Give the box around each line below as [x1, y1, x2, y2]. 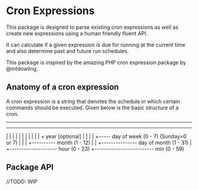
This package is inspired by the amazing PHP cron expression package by [6, 59, 187, 66]
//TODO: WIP [6, 178, 38, 185]
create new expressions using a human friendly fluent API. [6, 29, 148, 36]
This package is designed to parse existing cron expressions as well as [6, 24, 179, 31]
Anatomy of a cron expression [6, 82, 119, 92]
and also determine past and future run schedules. [6, 47, 129, 54]
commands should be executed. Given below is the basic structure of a [6, 104, 179, 111]
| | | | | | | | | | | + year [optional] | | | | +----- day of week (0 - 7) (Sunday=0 [6, 132, 187, 139]
